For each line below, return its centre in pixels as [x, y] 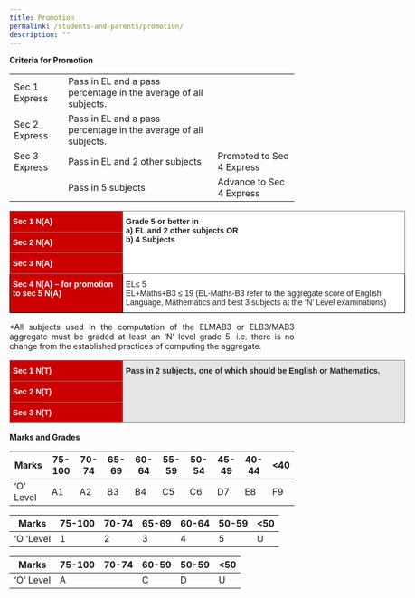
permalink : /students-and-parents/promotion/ [96, 26]
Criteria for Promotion [51, 61]
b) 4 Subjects [150, 240]
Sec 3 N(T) [33, 413]
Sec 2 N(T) [33, 392]
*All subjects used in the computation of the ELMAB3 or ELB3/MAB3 [152, 327]
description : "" [40, 34]
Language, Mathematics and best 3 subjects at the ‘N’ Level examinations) [256, 303]
